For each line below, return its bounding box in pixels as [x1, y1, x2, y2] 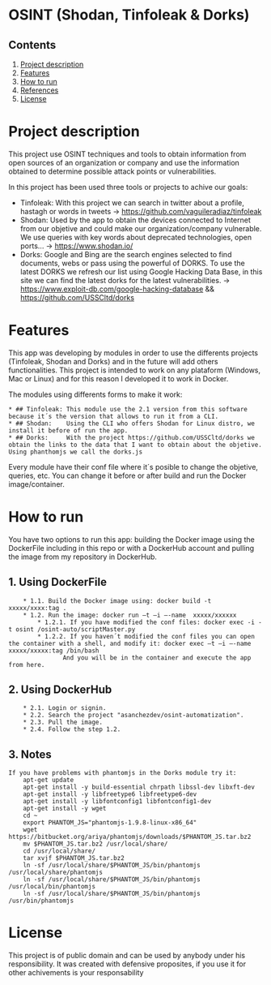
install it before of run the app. [8, 426, 129, 435]
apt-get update [23, 776, 74, 785]
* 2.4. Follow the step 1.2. [23, 725, 121, 733]
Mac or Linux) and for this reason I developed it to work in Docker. [8, 373, 229, 383]
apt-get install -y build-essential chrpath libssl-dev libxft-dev [23, 783, 255, 792]
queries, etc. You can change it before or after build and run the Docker [8, 471, 247, 480]
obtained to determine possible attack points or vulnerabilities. [8, 166, 217, 176]
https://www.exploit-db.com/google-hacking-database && [19, 284, 215, 294]
